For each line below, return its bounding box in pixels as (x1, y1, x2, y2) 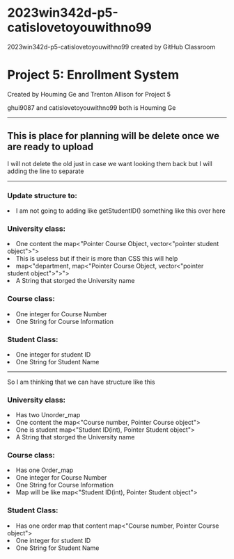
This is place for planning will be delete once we (7, 130, 219, 142)
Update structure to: (7, 191, 78, 200)
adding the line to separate (7, 167, 84, 175)
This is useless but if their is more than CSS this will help (16, 254, 178, 263)
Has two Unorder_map (16, 411, 81, 419)
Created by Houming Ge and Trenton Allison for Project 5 (7, 90, 171, 98)
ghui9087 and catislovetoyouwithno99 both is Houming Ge (7, 103, 176, 112)
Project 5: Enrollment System (7, 67, 180, 83)
